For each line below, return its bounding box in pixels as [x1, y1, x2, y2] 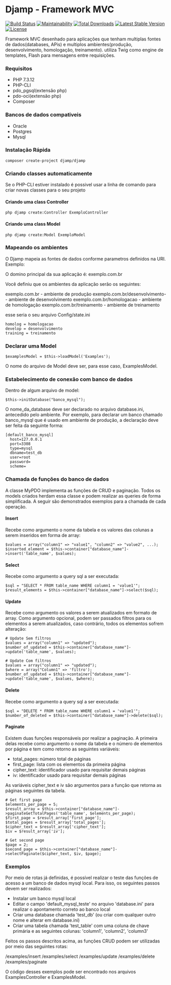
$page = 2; [5, 842, 29, 847]
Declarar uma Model [5, 342, 57, 349]
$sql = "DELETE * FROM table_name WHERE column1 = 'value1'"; [5, 708, 140, 714]
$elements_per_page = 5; [5, 802, 58, 807]
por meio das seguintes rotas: [5, 944, 68, 950]
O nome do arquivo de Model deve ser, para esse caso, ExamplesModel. [5, 363, 158, 369]
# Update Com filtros [5, 658, 52, 663]
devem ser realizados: [5, 886, 52, 892]
